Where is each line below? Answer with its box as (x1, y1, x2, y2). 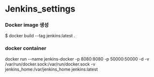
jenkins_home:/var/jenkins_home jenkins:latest (5, 66, 98, 72)
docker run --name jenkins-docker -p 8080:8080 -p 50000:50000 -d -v (5, 56, 149, 62)
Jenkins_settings (5, 3, 76, 15)
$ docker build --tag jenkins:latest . (5, 33, 76, 39)
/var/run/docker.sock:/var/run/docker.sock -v (5, 61, 95, 67)
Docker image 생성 (5, 22, 49, 29)
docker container (5, 45, 46, 52)
